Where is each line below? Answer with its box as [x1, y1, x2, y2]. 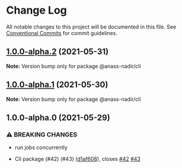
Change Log [6, 4, 67, 17]
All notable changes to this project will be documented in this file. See [6, 23, 177, 30]
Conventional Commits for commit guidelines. [6, 29, 117, 36]
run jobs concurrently [14, 144, 68, 151]
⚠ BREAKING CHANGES [6, 130, 78, 138]
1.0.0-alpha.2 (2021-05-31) [6, 47, 108, 57]
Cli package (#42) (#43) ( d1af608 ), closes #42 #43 [14, 156, 141, 163]
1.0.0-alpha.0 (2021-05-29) [6, 112, 111, 122]
